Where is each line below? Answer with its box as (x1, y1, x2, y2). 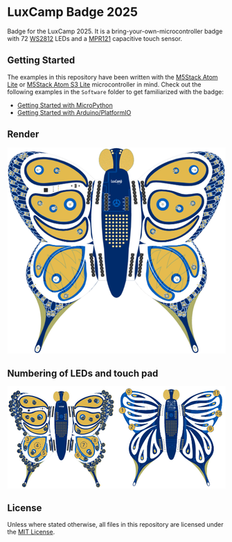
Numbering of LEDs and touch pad (7, 368, 159, 379)
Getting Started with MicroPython (17, 101, 113, 109)
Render (7, 129, 39, 141)
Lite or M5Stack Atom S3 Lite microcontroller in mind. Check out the (7, 80, 202, 89)
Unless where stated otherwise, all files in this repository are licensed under (7, 521, 224, 529)
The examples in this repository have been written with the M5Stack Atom (7, 73, 218, 81)
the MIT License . (7, 527, 55, 536)
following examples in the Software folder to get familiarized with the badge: (7, 87, 224, 96)
